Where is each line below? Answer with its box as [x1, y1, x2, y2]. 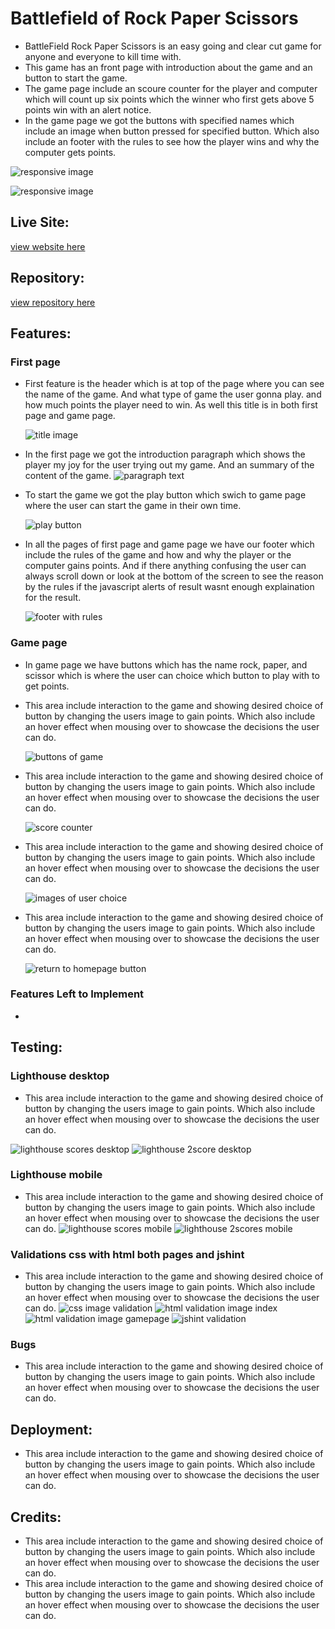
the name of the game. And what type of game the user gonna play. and [24, 388, 322, 401]
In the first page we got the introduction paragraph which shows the [24, 448, 306, 461]
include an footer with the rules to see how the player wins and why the [24, 135, 320, 147]
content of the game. [24, 470, 112, 482]
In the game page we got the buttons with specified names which [24, 114, 295, 126]
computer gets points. [24, 146, 117, 158]
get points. [24, 680, 70, 692]
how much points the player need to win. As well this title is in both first [24, 399, 318, 411]
